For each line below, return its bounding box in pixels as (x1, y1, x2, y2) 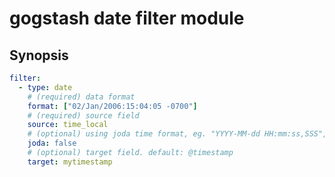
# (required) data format (27, 92, 136, 102)
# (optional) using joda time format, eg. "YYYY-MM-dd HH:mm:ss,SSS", (27, 129, 328, 139)
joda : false (27, 138, 77, 149)
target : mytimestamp (27, 157, 113, 167)
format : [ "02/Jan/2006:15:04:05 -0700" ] (27, 101, 198, 111)
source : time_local (27, 120, 109, 130)
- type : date (18, 82, 73, 92)
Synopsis (9, 47, 69, 64)
